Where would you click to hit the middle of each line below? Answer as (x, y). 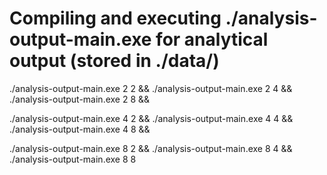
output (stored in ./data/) (114, 61)
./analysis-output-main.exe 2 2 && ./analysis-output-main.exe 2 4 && (151, 88)
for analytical (212, 39)
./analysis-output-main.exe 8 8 (73, 159)
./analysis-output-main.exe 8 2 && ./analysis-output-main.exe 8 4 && (151, 148)
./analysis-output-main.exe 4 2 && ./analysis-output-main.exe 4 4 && (151, 118)
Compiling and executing (115, 18)
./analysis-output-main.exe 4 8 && (80, 129)
